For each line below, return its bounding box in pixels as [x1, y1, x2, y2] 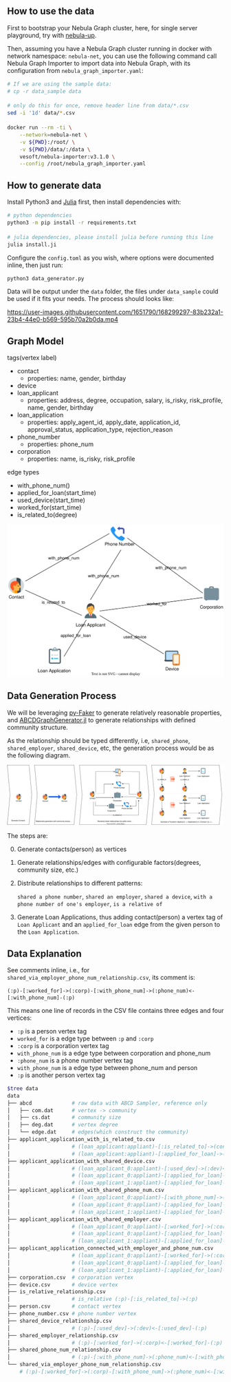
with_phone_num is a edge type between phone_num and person [16, 1063, 198, 1071]
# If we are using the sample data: [7, 81, 112, 87]
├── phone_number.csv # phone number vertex [7, 1310, 137, 1317]
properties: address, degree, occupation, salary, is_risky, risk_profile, [27, 396, 223, 405]
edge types [7, 468, 40, 477]
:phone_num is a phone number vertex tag [16, 1056, 133, 1065]
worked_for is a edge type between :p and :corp [16, 1034, 154, 1043]
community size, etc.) [16, 866, 79, 874]
